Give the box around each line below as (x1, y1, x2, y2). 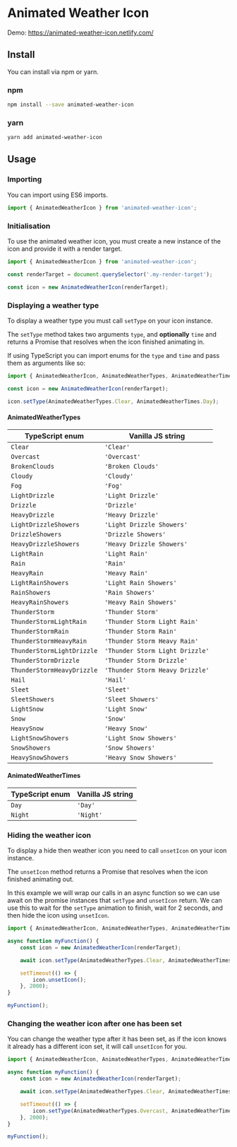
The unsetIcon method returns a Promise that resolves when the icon (7, 867, 208, 876)
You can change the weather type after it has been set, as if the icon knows (7, 1035, 227, 1043)
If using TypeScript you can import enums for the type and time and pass (7, 351, 220, 359)
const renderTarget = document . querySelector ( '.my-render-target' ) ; (7, 270, 213, 278)
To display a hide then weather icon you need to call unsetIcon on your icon (7, 846, 227, 855)
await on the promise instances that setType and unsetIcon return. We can (7, 896, 222, 905)
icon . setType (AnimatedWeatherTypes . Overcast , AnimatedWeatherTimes (32, 1107, 235, 1115)
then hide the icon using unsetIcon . (7, 911, 109, 920)
